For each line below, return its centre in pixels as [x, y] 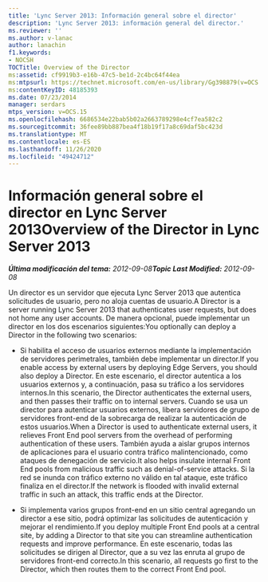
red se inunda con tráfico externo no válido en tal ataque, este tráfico [134, 478]
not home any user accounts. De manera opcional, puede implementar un [129, 318]
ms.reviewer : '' [35, 30]
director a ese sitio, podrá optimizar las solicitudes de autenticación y [134, 518]
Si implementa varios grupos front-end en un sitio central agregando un [138, 510]
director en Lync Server [88, 213]
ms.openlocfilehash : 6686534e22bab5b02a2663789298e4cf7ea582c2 [116, 120]
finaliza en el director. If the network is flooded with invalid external [129, 486]
